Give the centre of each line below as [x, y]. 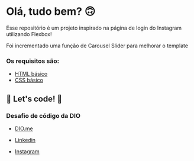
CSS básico [29, 80]
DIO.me [24, 128]
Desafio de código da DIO [43, 115]
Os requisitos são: [33, 61]
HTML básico [31, 74]
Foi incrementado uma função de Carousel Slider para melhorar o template [97, 46]
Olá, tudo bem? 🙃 [51, 12]
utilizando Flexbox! [29, 34]
